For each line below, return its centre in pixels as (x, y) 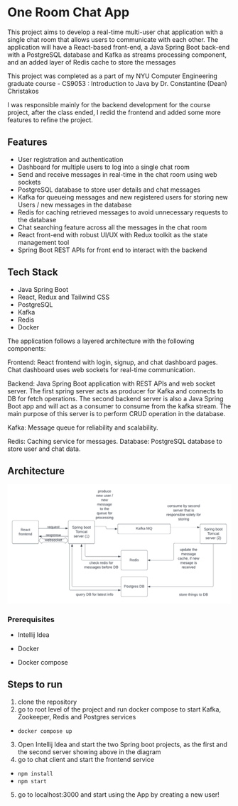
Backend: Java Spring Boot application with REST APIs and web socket (111, 383)
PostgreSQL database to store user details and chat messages (109, 190)
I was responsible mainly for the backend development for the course (109, 104)
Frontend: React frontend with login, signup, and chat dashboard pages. (113, 362)
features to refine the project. (50, 120)
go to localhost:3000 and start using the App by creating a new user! (119, 794)
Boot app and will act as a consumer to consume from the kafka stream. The (119, 406)
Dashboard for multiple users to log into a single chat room (104, 167)
